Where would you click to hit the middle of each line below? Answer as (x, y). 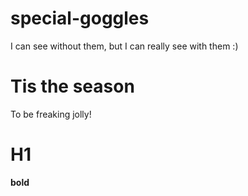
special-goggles (80, 18)
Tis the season (72, 86)
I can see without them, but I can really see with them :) (124, 46)
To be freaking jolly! (51, 114)
